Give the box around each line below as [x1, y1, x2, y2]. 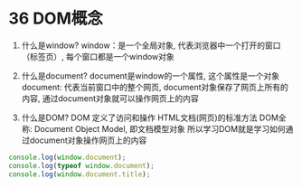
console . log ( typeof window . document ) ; [8, 161, 155, 170]
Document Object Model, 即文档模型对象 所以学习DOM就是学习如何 [33, 123, 286, 134]
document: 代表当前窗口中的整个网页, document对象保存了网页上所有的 [21, 81, 288, 92]
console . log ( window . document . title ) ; [8, 169, 151, 179]
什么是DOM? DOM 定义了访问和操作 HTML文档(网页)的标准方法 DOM [21, 112, 279, 123]
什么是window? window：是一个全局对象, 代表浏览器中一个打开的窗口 [21, 40, 281, 51]
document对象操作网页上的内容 [29, 135, 147, 146]
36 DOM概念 [8, 8, 103, 29]
